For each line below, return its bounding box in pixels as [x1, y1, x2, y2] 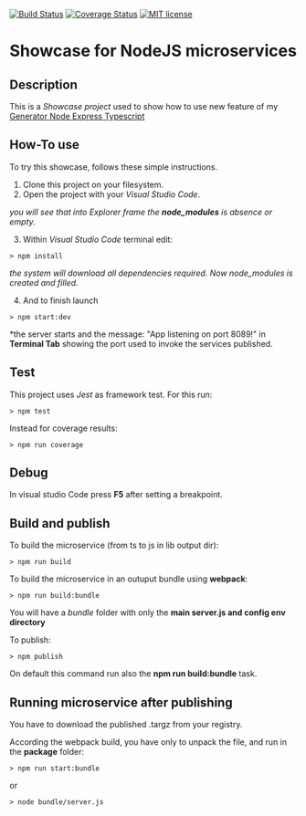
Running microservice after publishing [9, 695, 233, 710]
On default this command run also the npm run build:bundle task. [9, 668, 258, 679]
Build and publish [9, 516, 111, 531]
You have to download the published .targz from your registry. [9, 719, 243, 730]
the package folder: [9, 747, 85, 758]
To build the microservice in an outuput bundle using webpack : [9, 573, 248, 584]
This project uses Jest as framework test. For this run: [9, 389, 213, 400]
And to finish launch [22, 295, 99, 306]
